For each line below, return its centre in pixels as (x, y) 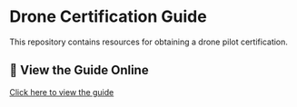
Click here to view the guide (62, 92)
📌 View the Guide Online (79, 70)
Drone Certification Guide (108, 17)
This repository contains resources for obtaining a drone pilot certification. (149, 42)
